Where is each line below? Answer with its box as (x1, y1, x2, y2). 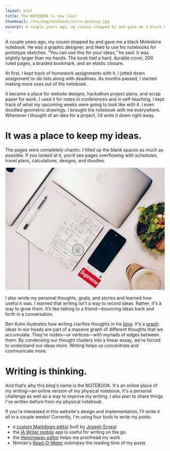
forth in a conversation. (5, 311, 54, 317)
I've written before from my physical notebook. (5, 399, 103, 405)
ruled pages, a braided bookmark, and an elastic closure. (5, 60, 124, 66)
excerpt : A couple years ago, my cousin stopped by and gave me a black (5, 24, 162, 29)
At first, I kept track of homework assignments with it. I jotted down (5, 70, 145, 76)
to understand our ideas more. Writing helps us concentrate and (5, 342, 139, 349)
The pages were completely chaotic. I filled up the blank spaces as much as (5, 147, 163, 153)
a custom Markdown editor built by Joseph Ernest (12, 424, 117, 430)
